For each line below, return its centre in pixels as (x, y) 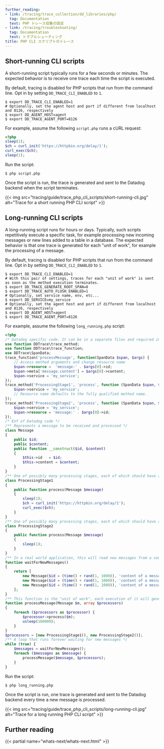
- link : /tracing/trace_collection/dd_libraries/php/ (61, 14)
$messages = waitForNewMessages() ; (50, 649)
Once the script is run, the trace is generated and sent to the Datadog (75, 182)
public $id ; (26, 439)
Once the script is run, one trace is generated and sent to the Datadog (76, 694)
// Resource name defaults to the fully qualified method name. (81, 394)
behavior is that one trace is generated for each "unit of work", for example (81, 245)
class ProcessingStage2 (29, 526)
